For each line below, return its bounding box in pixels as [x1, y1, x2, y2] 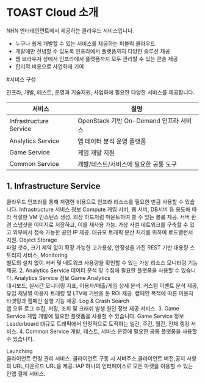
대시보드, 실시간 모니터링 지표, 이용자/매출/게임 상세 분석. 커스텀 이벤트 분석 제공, [6, 282, 199, 289]
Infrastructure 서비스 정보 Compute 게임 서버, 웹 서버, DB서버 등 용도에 [19, 206, 191, 213]
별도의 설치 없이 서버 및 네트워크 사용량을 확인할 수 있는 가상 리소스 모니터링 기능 [6, 259, 198, 266]
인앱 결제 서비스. [6, 370, 46, 377]
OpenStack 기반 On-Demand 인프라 [77, 116, 179, 125]
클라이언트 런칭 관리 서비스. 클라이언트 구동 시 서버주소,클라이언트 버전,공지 [6, 354, 185, 362]
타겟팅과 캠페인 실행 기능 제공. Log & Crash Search [6, 297, 130, 304]
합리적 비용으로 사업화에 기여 [15, 62, 84, 70]
